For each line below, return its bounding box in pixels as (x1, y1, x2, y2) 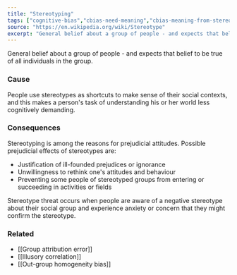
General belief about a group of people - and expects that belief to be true (7, 49, 224, 58)
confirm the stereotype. (7, 211, 76, 219)
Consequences (7, 123, 61, 133)
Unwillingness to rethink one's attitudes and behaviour (17, 167, 176, 176)
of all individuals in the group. (7, 57, 93, 66)
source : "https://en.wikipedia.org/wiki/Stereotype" (7, 23, 166, 30)
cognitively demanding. (7, 105, 75, 114)
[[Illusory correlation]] (17, 252, 82, 261)
